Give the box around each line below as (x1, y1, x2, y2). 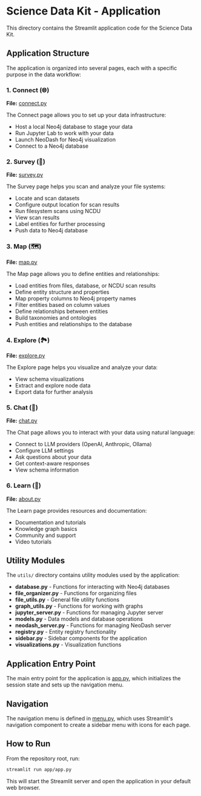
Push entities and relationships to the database (15, 320, 132, 327)
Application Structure (6, 48, 90, 59)
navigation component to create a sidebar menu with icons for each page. (6, 721, 191, 728)
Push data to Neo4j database (15, 227, 88, 234)
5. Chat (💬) (6, 403, 38, 412)
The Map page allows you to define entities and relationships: (6, 270, 160, 277)
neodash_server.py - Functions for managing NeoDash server (15, 622, 171, 629)
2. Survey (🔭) (6, 157, 45, 166)
